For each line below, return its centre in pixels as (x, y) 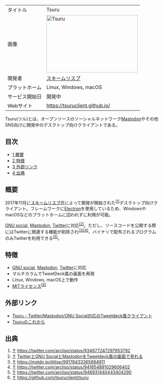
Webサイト (20, 106)
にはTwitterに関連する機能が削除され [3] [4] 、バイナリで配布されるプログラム (81, 231)
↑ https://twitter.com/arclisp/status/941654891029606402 (71, 367)
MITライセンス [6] (29, 286)
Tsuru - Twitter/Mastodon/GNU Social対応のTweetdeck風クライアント (82, 316)
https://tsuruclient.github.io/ (78, 106)
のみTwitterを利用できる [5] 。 (34, 237)
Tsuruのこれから (28, 321)
